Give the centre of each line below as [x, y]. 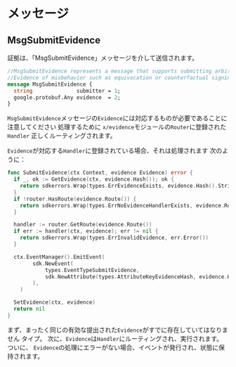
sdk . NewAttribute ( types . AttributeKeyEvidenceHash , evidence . [136, 277]
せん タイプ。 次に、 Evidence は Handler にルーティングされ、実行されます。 [115, 338]
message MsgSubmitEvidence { [50, 84]
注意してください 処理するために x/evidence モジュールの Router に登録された [117, 127]
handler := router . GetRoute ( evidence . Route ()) [83, 225]
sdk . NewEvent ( [53, 264]
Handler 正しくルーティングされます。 [62, 136]
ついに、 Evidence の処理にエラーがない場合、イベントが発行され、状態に [113, 347]
